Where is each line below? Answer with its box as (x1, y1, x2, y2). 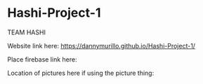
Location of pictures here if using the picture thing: (7, 69, 155, 77)
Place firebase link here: (7, 55, 77, 64)
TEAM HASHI (7, 28, 46, 36)
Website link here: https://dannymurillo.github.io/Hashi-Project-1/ (7, 41, 195, 50)
